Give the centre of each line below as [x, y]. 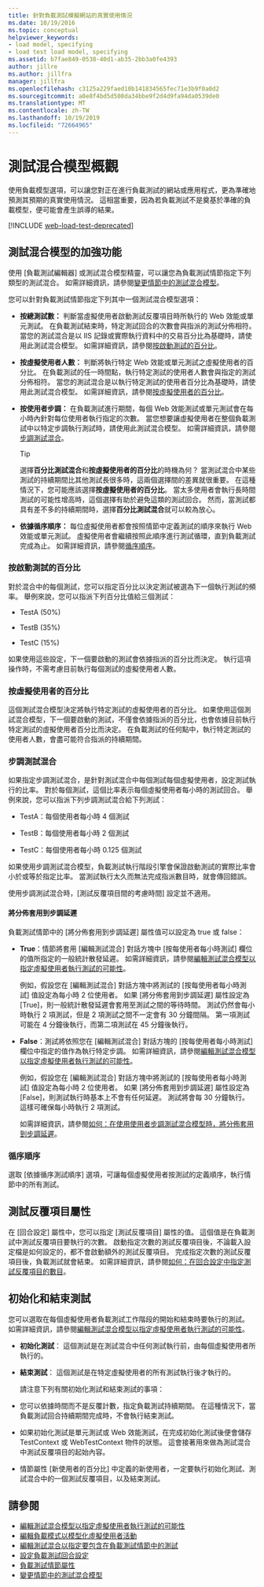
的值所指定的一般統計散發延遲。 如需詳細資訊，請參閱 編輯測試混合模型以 [137, 958]
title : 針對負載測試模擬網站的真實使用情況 [70, 15]
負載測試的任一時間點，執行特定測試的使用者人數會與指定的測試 [152, 372]
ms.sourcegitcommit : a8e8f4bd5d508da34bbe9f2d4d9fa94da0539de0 [114, 96]
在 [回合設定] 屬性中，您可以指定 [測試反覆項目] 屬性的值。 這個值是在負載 [128, 1232]
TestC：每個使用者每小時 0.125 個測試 [81, 850]
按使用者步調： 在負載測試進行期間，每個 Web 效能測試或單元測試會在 [133, 408]
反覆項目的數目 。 [42, 1271]
